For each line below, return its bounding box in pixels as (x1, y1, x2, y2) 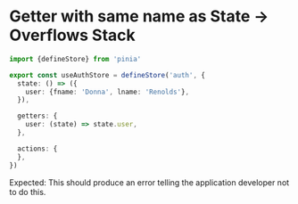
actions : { (17, 144, 58, 153)
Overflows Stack (9, 25, 136, 45)
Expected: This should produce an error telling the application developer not (9, 176, 290, 188)
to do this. (9, 186, 46, 197)
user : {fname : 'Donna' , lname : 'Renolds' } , (25, 87, 190, 96)
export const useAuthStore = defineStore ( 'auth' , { (9, 70, 205, 79)
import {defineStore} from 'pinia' (9, 54, 142, 63)
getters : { (17, 111, 58, 121)
